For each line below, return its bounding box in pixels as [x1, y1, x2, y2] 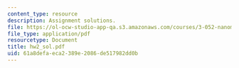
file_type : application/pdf [7, 30, 91, 38]
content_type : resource [7, 10, 78, 18]
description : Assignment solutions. [7, 17, 116, 24]
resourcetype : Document [7, 37, 78, 44]
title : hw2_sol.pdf [7, 43, 65, 50]
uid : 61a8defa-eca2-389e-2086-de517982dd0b [7, 50, 139, 57]
